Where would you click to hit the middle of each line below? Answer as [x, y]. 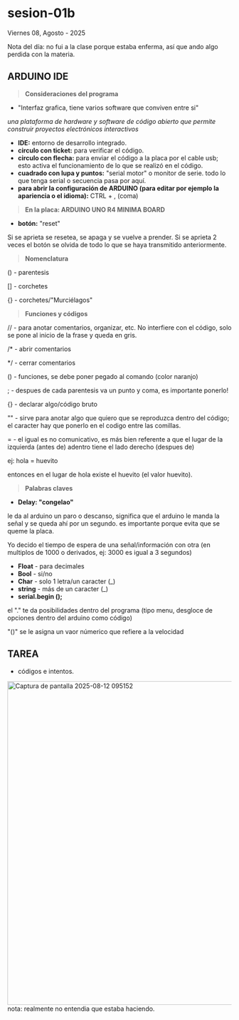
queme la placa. [31, 531]
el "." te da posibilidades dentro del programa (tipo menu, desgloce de [110, 610]
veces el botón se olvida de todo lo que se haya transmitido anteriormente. [117, 244]
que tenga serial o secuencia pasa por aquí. [82, 180]
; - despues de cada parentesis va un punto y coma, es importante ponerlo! [118, 390]
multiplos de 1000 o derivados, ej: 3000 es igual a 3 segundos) [100, 552]
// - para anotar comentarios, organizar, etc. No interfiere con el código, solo [119, 327]
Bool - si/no [35, 573]
